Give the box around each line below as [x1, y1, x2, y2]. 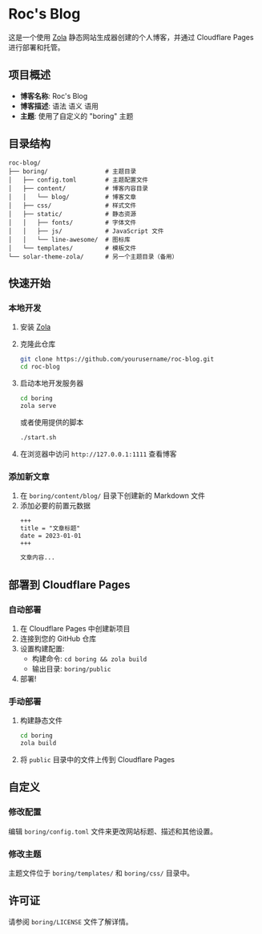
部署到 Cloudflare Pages [8, 577, 131, 591]
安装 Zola [19, 322, 51, 332]
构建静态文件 [19, 716, 62, 725]
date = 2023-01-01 [19, 532, 82, 540]
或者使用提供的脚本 [19, 417, 84, 426]
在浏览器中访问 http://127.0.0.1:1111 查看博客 [19, 449, 178, 459]
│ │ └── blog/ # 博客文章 [8, 193, 137, 201]
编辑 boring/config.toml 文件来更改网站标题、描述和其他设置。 [8, 826, 218, 836]
